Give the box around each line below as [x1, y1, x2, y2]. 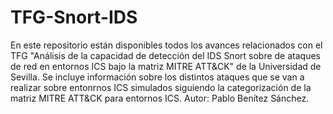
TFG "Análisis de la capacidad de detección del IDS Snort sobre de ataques [10, 49, 321, 61]
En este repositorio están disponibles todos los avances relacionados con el [10, 39, 323, 51]
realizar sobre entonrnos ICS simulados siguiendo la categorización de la [10, 81, 312, 93]
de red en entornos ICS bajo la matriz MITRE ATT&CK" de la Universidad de [10, 60, 322, 72]
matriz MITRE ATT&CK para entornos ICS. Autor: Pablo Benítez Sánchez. [10, 92, 310, 104]
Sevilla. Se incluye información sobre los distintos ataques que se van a [10, 71, 305, 83]
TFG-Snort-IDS [10, 6, 138, 29]
